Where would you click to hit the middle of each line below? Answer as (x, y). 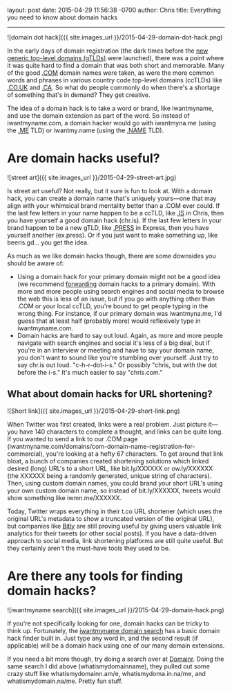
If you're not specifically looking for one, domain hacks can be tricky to (108, 623)
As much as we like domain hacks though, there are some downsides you (112, 256)
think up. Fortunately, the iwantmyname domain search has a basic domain (114, 630)
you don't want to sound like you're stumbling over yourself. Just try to (118, 357)
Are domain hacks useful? (84, 158)
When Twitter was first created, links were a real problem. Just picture (107, 424)
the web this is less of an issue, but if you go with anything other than (116, 299)
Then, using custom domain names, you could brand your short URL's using (115, 483)
